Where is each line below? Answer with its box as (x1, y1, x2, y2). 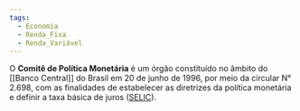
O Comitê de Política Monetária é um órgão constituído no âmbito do (9, 63, 268, 74)
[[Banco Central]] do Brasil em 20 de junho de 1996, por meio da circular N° (9, 73, 292, 84)
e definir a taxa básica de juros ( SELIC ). (9, 92, 156, 103)
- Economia (17, 22, 59, 31)
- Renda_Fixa (17, 30, 67, 39)
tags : (9, 13, 30, 23)
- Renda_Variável (17, 38, 83, 48)
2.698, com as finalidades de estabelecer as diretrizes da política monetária (9, 82, 292, 93)
